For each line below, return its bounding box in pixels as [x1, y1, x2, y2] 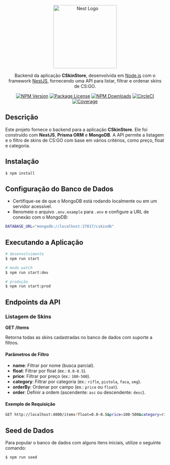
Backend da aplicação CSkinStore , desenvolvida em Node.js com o [14, 72, 156, 78]
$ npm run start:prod [5, 284, 51, 289]
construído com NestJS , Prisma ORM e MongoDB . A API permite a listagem [5, 132, 164, 138]
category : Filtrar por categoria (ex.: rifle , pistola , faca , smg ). [12, 378, 142, 385]
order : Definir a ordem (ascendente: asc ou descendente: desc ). [12, 390, 146, 396]
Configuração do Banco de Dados [5, 185, 114, 193]
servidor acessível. [12, 203, 52, 209]
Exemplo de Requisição [5, 401, 56, 407]
